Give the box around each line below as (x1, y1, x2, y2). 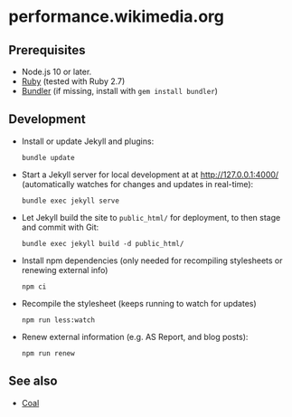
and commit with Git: (21, 222, 99, 232)
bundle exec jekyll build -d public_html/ (21, 239, 184, 248)
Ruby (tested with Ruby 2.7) (21, 76, 126, 87)
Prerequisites (8, 43, 86, 58)
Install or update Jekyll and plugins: (21, 136, 155, 147)
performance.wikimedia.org (8, 6, 225, 27)
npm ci (21, 282, 47, 291)
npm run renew (21, 348, 75, 358)
